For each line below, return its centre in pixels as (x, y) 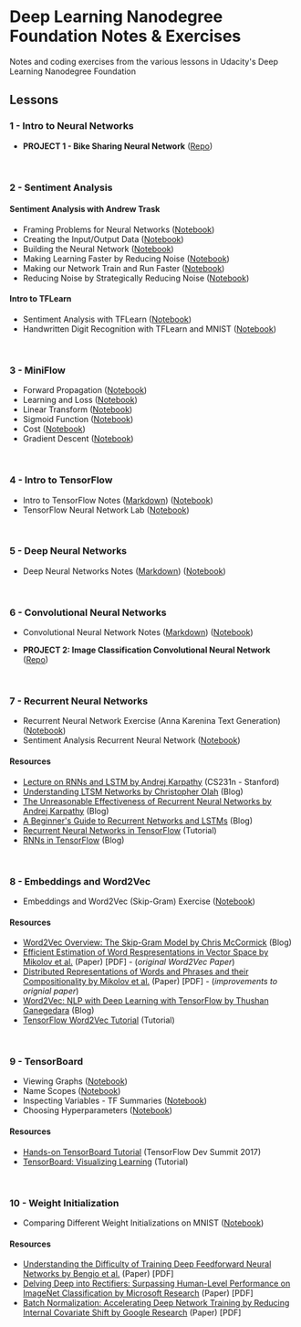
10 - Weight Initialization (64, 1203)
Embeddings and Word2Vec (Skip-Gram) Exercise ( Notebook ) (139, 901)
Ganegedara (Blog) (58, 1011)
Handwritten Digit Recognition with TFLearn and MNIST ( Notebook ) (149, 329)
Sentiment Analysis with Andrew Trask (85, 209)
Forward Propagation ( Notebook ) (85, 390)
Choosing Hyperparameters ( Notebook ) (98, 1110)
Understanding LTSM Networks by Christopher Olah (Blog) (133, 791)
